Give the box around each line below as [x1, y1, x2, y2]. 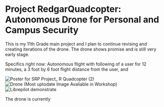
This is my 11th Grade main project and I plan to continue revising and [5, 41, 147, 47]
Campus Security [5, 25, 79, 36]
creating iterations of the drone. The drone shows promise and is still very [5, 46, 157, 52]
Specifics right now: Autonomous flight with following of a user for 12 [5, 61, 147, 67]
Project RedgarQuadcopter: [5, 3, 122, 15]
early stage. [5, 51, 30, 57]
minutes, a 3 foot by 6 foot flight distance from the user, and [5, 66, 128, 72]
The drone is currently [5, 96, 51, 102]
